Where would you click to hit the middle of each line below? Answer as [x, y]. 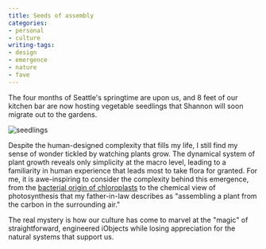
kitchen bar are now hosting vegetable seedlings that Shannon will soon [126, 106]
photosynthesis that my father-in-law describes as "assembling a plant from [133, 196]
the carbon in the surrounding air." [64, 204]
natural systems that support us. [61, 236]
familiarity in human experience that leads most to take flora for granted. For [133, 170]
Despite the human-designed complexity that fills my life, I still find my [123, 145]
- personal [26, 30]
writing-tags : [32, 45]
